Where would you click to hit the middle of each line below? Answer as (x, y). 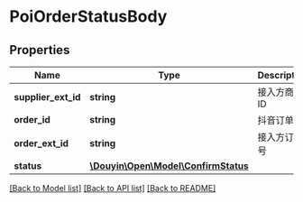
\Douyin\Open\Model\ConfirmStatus (170, 166)
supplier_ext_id (47, 97)
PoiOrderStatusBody (88, 17)
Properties (40, 50)
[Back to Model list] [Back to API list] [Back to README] (113, 188)
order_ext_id (41, 143)
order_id (32, 119)
